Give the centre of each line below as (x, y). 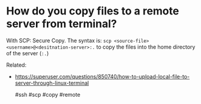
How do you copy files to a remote (93, 11)
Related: (16, 65)
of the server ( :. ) (28, 53)
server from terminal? (61, 24)
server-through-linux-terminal (52, 83)
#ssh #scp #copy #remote (48, 94)
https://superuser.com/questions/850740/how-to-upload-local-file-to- (102, 76)
